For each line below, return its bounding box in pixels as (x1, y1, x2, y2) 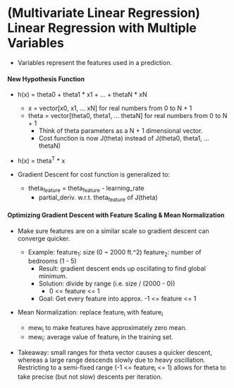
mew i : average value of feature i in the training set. (27, 332, 174, 343)
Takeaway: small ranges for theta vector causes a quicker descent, (17, 348, 213, 356)
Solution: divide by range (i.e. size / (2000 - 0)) (38, 279, 175, 288)
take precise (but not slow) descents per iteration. (17, 372, 163, 381)
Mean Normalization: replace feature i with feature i (17, 308, 164, 319)
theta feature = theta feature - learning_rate (27, 184, 144, 194)
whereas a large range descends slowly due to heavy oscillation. (17, 355, 206, 364)
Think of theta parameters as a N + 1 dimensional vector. (38, 127, 203, 135)
